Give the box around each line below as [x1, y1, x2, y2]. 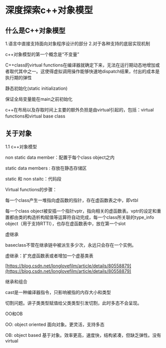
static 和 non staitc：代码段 [5, 176, 62, 182]
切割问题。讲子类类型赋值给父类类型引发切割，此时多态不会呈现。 [5, 300, 142, 306]
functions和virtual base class [5, 113, 65, 119]
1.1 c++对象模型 [5, 143, 37, 149]
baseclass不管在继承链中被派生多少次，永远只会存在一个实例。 [5, 242, 137, 248]
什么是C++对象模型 [5, 26, 66, 35]
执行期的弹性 [5, 75, 32, 81]
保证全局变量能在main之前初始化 [5, 96, 73, 102]
